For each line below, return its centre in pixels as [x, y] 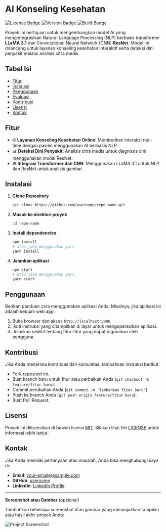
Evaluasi [21, 96]
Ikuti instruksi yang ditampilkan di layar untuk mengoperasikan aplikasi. [84, 326]
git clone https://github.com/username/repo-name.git [69, 205]
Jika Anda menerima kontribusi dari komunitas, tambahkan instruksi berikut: [82, 364]
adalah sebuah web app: [30, 311]
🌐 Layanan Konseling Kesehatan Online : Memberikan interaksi [77, 140]
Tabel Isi [18, 69]
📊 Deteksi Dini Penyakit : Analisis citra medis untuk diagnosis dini [79, 151]
